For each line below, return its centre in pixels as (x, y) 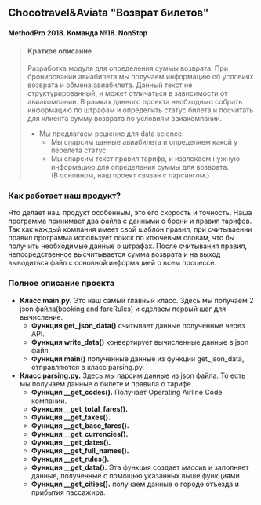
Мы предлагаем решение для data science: (111, 134)
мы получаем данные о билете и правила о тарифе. (106, 383)
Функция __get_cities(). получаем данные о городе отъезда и (135, 484)
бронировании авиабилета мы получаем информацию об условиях (140, 77)
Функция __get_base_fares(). (80, 425)
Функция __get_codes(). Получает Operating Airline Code (127, 392)
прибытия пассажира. (68, 492)
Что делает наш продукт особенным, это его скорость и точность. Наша (130, 213)
